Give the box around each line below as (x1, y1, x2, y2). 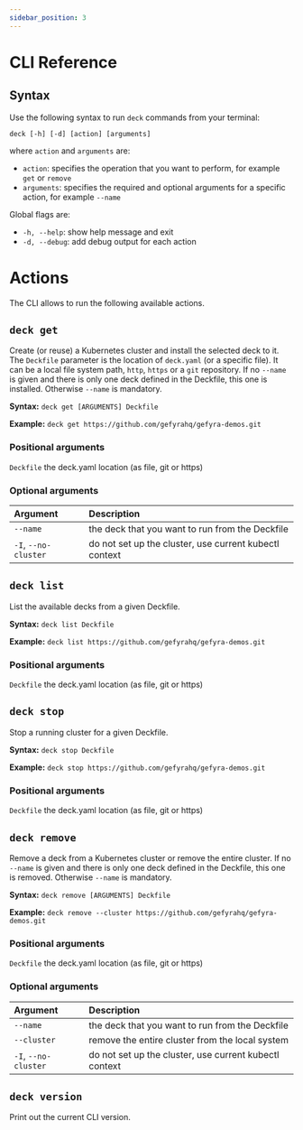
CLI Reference (9, 51, 117, 72)
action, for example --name (22, 191, 122, 202)
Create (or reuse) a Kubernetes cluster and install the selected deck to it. (9, 345, 280, 357)
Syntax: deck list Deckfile (9, 618, 115, 629)
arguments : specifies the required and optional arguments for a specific (22, 181, 286, 192)
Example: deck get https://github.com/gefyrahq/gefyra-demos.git (9, 419, 262, 430)
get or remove (22, 172, 72, 183)
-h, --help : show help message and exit (22, 227, 174, 237)
